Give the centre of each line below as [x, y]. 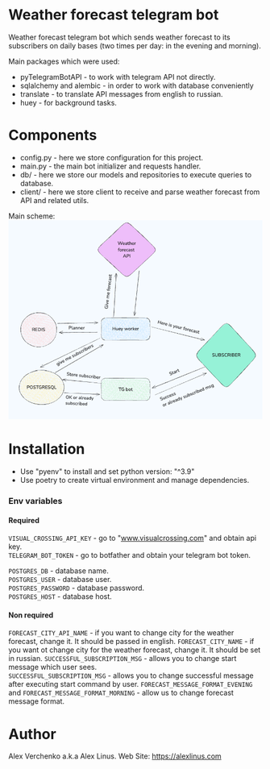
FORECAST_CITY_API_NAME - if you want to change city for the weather [121, 633]
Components [53, 135]
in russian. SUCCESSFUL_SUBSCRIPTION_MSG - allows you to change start [123, 659]
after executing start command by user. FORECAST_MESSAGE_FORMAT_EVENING [131, 684]
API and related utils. [54, 200]
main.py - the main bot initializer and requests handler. [110, 166]
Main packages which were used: [64, 61]
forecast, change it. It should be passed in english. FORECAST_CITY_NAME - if [131, 642]
